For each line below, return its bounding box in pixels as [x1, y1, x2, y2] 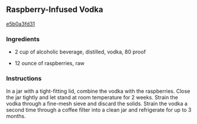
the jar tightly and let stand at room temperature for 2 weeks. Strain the [6, 94, 178, 101]
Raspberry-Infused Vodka [6, 5, 103, 15]
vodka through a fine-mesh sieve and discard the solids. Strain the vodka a [6, 100, 188, 108]
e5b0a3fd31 [6, 20, 35, 27]
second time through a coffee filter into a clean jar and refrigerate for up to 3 [6, 106, 192, 113]
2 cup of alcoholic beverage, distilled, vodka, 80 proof [14, 48, 146, 55]
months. [6, 113, 26, 120]
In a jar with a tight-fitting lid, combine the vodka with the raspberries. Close [6, 88, 191, 95]
